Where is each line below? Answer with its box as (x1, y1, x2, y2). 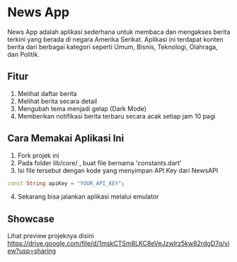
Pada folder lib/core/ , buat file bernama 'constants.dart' (17, 158, 182, 167)
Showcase (7, 213, 55, 225)
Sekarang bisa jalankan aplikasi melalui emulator (17, 192, 159, 201)
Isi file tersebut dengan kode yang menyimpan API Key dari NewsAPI (17, 166, 219, 174)
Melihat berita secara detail (17, 97, 98, 105)
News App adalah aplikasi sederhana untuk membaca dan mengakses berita (7, 28, 231, 36)
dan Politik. (7, 50, 40, 59)
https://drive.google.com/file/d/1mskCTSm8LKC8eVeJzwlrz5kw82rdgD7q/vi (7, 239, 230, 248)
